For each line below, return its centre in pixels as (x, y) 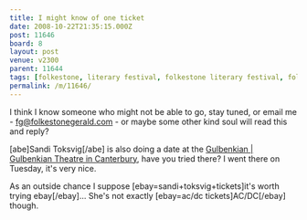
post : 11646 (32, 35)
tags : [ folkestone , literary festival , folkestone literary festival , (147, 78)
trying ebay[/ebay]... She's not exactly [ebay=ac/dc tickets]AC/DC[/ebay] (148, 195)
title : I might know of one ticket (77, 18)
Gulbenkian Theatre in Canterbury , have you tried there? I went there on (145, 158)
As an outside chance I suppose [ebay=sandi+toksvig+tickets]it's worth (145, 186)
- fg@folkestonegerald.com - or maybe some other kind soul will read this (148, 121)
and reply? (29, 131)
